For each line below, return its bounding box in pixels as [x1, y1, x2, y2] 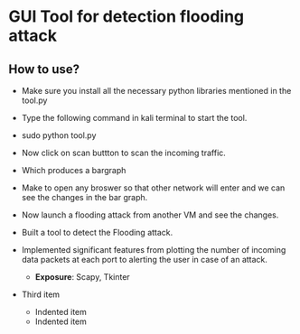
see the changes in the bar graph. [21, 192, 148, 202]
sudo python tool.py [21, 130, 97, 141]
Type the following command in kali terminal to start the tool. [21, 113, 248, 123]
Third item [21, 289, 61, 300]
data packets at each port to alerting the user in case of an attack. [21, 255, 268, 264]
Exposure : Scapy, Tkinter [34, 272, 130, 282]
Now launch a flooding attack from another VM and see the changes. [21, 209, 279, 220]
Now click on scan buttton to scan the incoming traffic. [21, 147, 227, 158]
